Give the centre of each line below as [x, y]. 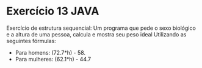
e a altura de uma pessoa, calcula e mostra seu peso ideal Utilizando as [96, 34]
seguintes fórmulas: [31, 41]
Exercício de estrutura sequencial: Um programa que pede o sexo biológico [101, 28]
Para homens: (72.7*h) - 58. [50, 52]
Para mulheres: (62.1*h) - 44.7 [53, 59]
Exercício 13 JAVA [53, 11]
